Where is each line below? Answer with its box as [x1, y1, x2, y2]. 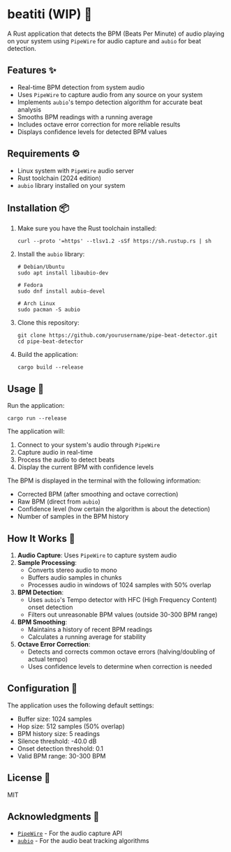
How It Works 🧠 [7, 532, 75, 544]
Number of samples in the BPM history [17, 513, 129, 521]
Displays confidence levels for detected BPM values [17, 127, 167, 135]
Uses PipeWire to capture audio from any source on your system [17, 90, 203, 98]
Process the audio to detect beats [17, 455, 115, 464]
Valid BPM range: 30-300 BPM [17, 751, 106, 760]
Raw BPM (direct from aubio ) [17, 497, 101, 506]
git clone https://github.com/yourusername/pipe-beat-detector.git [17, 332, 218, 339]
